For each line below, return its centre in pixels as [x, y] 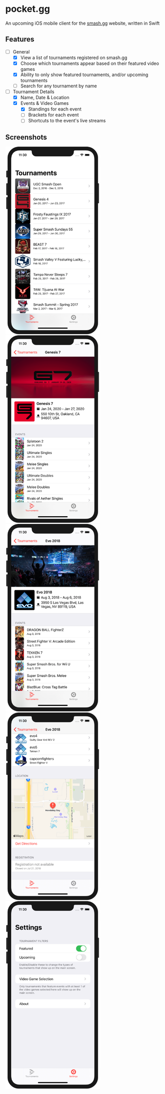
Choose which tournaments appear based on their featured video [90, 63]
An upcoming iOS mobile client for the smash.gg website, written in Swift [82, 23]
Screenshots [26, 137]
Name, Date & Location [45, 98]
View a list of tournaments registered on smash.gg [74, 58]
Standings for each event [55, 109]
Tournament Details [34, 92]
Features [20, 39]
